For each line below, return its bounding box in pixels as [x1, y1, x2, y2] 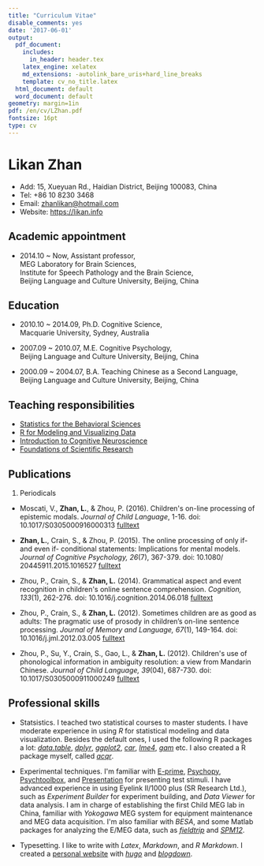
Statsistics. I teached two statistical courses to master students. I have [19, 718, 248, 727]
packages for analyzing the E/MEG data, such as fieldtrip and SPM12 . [19, 825, 245, 834]
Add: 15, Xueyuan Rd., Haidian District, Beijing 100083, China [19, 182, 218, 191]
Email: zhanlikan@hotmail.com [19, 198, 120, 208]
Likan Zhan [8, 156, 83, 174]
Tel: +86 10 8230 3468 [19, 190, 95, 200]
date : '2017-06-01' [8, 26, 73, 34]
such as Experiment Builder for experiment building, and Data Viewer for [19, 791, 255, 801]
